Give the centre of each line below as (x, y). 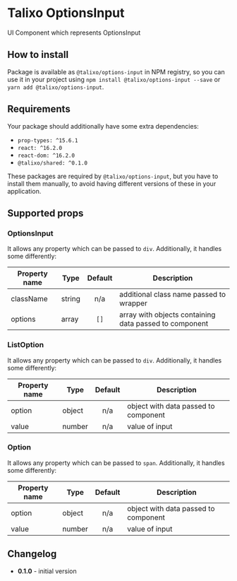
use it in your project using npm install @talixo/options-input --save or (114, 79)
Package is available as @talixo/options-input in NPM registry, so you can (116, 71)
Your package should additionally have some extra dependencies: (103, 126)
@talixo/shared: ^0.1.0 (53, 163)
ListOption (26, 345)
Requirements (39, 109)
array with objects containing (168, 315)
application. (24, 191)
